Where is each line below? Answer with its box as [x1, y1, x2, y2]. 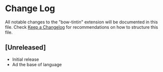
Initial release [12, 56, 39, 62]
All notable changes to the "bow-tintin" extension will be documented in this [5, 19, 158, 25]
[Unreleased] [5, 43, 46, 52]
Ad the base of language [12, 61, 62, 67]
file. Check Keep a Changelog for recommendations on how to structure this [5, 24, 159, 30]
